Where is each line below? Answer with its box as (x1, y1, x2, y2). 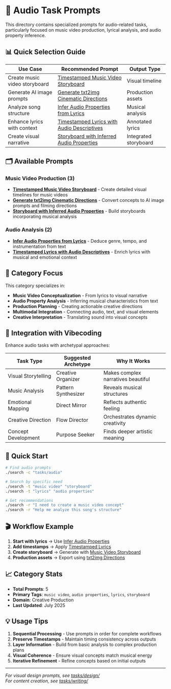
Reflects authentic (103, 399, 147, 406)
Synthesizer (56, 390, 85, 397)
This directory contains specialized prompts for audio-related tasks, (5, 21, 148, 28)
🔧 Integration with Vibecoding (5, 328, 102, 337)
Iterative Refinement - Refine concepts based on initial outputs (12, 657, 146, 664)
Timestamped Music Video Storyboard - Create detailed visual (12, 186, 147, 193)
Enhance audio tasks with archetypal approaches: (5, 342, 110, 348)
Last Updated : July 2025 (12, 602, 66, 608)
